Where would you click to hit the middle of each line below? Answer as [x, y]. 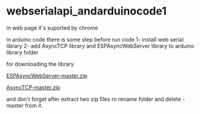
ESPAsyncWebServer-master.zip [47, 75]
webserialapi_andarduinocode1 [86, 11]
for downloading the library [40, 64]
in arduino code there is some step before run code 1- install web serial [95, 39]
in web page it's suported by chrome [52, 28]
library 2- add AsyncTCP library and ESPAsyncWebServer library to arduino [100, 46]
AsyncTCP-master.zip [33, 87]
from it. [34, 105]
